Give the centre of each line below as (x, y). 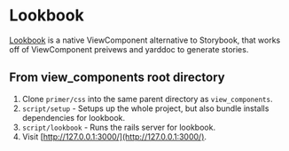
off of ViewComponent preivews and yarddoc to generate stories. (129, 49)
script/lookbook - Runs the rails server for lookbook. (118, 127)
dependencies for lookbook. (74, 117)
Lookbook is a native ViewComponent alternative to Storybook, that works (145, 40)
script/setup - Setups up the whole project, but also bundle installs (145, 108)
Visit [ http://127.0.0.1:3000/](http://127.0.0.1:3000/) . (114, 136)
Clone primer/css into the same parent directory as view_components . (147, 99)
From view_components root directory (117, 78)
